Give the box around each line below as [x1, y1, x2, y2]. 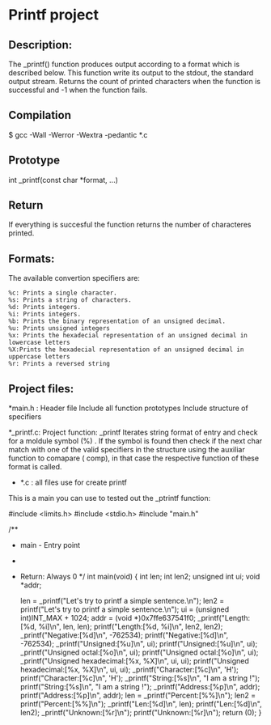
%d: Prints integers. [8, 303, 82, 312]
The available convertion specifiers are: [8, 273, 140, 283]
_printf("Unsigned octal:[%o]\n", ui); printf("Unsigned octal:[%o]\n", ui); [19, 647, 259, 657]
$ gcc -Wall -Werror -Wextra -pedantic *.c [8, 129, 148, 139]
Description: [8, 38, 73, 52]
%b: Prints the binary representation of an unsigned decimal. [8, 317, 227, 325]
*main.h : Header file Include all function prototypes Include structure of [8, 403, 248, 413]
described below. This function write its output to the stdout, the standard [8, 68, 254, 78]
